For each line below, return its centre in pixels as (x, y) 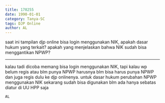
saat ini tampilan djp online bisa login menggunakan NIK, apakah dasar (77, 42)
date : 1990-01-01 (23, 14)
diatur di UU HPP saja (27, 88)
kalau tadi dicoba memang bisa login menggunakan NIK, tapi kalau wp (76, 67)
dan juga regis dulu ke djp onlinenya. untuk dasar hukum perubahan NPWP (81, 77)
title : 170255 (20, 10)
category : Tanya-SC (25, 19)
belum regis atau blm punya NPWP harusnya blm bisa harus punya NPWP (80, 72)
